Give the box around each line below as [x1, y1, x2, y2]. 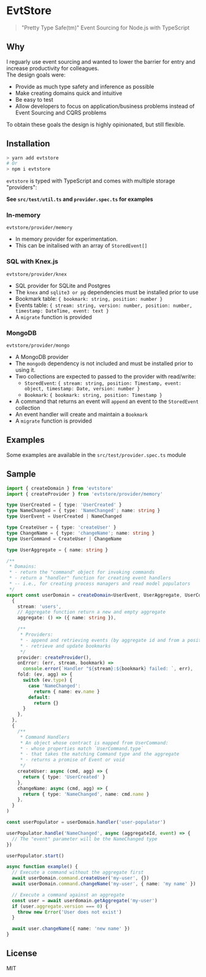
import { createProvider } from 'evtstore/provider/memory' [6, 491, 164, 497]
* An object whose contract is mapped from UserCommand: [20, 739, 169, 746]
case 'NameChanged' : [28, 682, 81, 689]
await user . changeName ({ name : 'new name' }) [12, 926, 131, 932]
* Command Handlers [20, 734, 70, 740]
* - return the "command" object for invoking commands [9, 569, 155, 576]
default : [28, 694, 51, 700]
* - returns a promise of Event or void [20, 757, 124, 763]
